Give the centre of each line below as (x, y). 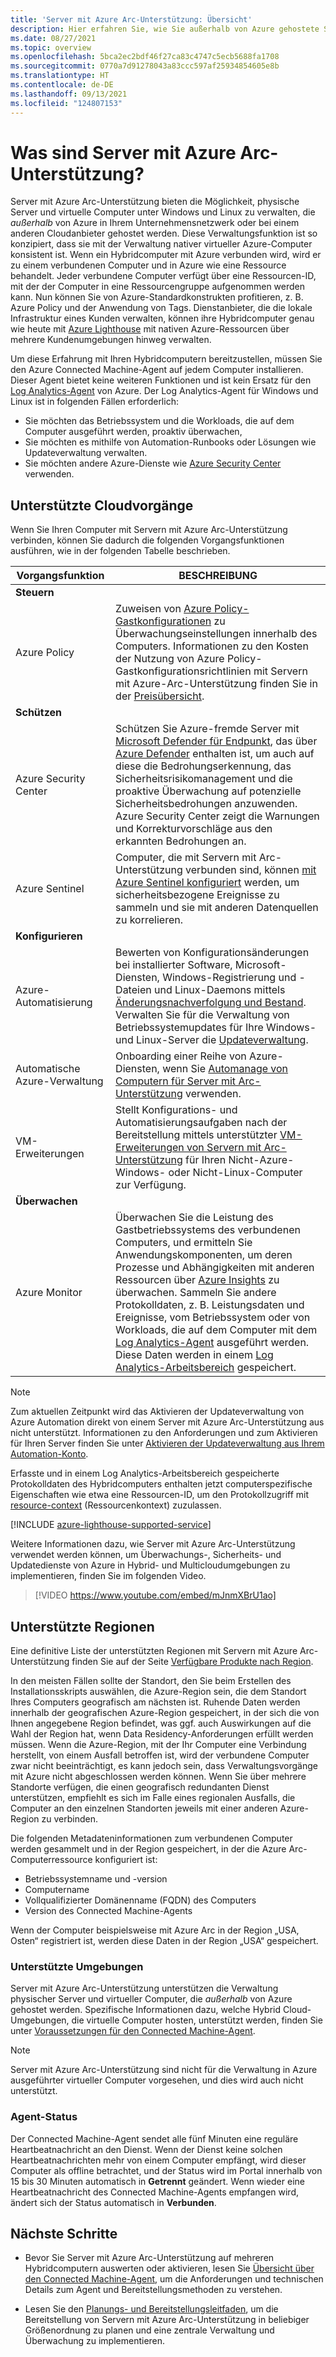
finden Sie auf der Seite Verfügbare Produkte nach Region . (192, 1662)
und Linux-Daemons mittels (219, 990)
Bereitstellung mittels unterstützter (196, 1135)
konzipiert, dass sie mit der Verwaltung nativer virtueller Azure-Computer (161, 244)
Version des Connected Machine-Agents (108, 1911)
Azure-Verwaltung (59, 1081)
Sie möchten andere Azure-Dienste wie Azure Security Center (153, 463)
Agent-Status (44, 2117)
